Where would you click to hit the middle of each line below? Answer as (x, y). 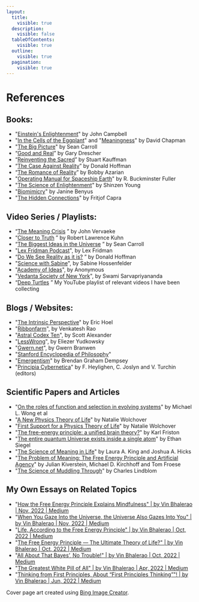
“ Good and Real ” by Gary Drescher (58, 153)
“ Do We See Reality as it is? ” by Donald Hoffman (75, 257)
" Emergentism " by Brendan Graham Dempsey (71, 361)
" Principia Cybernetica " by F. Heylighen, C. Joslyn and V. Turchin (95, 367)
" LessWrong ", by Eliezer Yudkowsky (60, 341)
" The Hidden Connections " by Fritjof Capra (68, 198)
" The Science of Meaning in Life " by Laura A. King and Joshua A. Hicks (103, 451)
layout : (16, 12)
